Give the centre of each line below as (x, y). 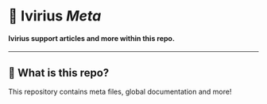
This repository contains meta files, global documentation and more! (120, 92)
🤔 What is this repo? (59, 73)
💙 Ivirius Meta (55, 16)
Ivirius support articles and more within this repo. (91, 38)
